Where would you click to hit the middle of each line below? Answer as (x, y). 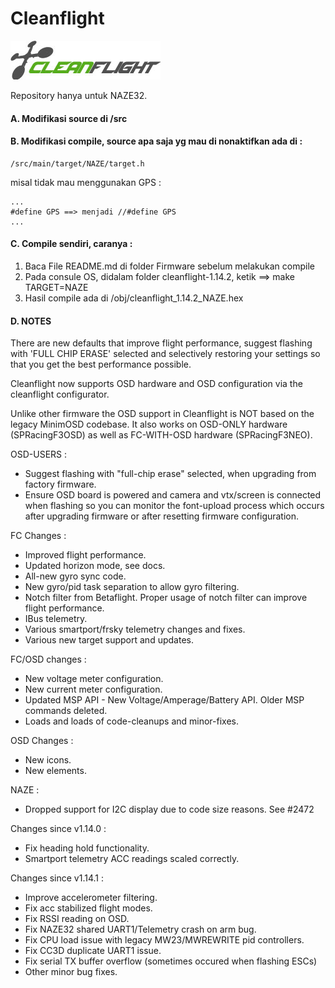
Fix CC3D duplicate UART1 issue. (93, 951)
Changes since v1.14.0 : (58, 829)
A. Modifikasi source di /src (69, 118)
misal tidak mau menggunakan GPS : (86, 182)
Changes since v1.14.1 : (57, 878)
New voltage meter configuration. (94, 679)
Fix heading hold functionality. (87, 848)
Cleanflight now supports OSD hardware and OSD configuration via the (156, 384)
